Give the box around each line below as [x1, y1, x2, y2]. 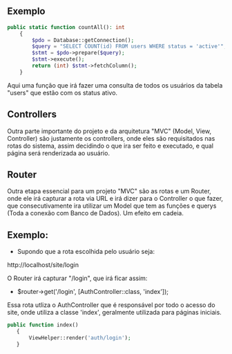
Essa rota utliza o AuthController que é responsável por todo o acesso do [7, 301, 215, 309]
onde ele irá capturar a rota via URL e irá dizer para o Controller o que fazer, [7, 195, 223, 203]
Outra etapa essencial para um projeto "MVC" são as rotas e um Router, [7, 187, 212, 195]
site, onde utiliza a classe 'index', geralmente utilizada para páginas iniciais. [7, 308, 222, 317]
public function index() [7, 322, 79, 328]
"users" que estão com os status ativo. [7, 88, 118, 97]
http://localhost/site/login [7, 261, 79, 269]
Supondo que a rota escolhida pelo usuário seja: [17, 248, 155, 256]
